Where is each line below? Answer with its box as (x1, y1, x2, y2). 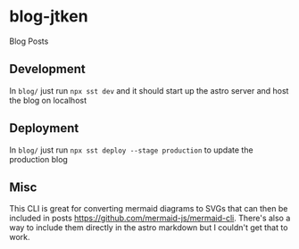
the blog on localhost (9, 95, 87, 105)
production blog (9, 154, 69, 164)
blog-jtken (9, 6, 88, 27)
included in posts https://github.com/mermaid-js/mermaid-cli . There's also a (9, 212, 291, 224)
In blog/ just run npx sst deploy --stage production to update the (9, 145, 253, 155)
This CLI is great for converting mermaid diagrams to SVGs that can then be (9, 203, 288, 214)
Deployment (9, 120, 79, 136)
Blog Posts (9, 36, 49, 46)
